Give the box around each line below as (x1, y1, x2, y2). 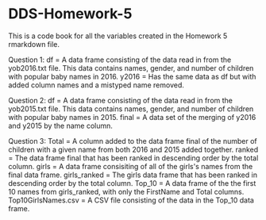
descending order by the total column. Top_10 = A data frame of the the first (8, 178, 256, 187)
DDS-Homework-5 (8, 5, 133, 23)
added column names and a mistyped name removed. (8, 80, 184, 90)
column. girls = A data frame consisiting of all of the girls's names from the (8, 161, 253, 171)
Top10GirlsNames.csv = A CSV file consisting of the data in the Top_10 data (8, 195, 254, 205)
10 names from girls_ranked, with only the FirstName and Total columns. (8, 187, 245, 196)
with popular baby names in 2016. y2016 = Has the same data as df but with (8, 71, 256, 81)
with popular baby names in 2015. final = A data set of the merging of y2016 (8, 112, 256, 122)
